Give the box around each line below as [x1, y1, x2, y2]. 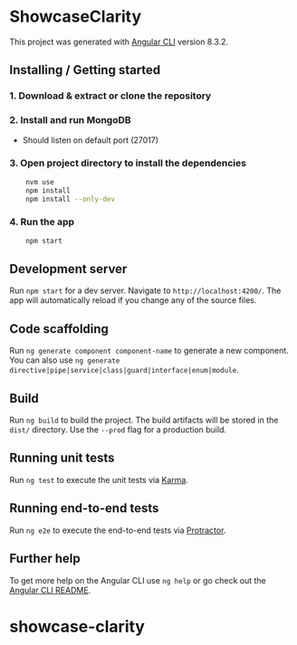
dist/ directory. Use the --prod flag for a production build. [9, 424, 226, 435]
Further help [9, 551, 81, 566]
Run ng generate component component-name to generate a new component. [9, 346, 290, 356]
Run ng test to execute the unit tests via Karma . [9, 474, 188, 485]
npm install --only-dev [25, 194, 116, 204]
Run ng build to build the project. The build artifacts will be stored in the [9, 414, 279, 426]
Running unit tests [9, 451, 115, 466]
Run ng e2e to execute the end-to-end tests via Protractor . [9, 525, 226, 536]
